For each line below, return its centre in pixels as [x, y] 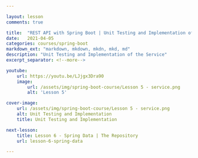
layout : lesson [25, 16]
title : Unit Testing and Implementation [67, 119]
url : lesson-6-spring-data [50, 141]
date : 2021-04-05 [30, 38]
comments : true [25, 22]
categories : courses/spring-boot [47, 44]
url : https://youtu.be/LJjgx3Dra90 [60, 76]
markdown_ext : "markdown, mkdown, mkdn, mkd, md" [68, 49]
